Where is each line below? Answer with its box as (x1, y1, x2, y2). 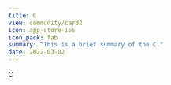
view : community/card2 (8, 19, 83, 27)
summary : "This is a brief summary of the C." (8, 41, 164, 49)
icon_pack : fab (8, 33, 58, 42)
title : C (8, 11, 37, 20)
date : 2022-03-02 (8, 48, 65, 56)
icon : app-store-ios (8, 26, 76, 34)
